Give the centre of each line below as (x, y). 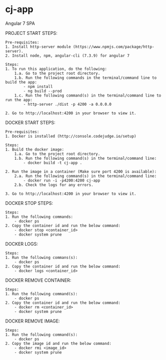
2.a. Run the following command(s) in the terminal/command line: (86, 176)
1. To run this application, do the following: (56, 69)
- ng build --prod (43, 91)
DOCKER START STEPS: (30, 122)
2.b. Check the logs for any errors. (54, 185)
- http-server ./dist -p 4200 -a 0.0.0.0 (68, 104)
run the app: (19, 100)
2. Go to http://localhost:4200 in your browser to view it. (71, 113)
